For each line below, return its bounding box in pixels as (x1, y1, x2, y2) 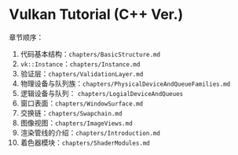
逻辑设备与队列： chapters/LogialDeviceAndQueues (20, 88, 184, 98)
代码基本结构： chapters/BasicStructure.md (20, 49, 160, 58)
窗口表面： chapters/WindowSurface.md (20, 98, 144, 108)
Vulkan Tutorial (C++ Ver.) (9, 6, 184, 24)
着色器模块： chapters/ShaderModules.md (20, 138, 150, 147)
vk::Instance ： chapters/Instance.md (20, 59, 141, 68)
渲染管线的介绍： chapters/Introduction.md (20, 127, 160, 137)
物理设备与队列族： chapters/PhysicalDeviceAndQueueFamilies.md (20, 79, 231, 88)
